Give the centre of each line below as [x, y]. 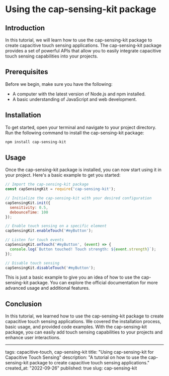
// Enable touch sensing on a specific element [56, 226]
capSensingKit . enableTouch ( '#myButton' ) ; [49, 231]
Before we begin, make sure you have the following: [59, 84]
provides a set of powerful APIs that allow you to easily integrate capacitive [83, 51]
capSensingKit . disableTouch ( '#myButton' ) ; [50, 268]
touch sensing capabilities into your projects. [52, 56]
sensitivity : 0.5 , [29, 207]
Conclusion [24, 304]
